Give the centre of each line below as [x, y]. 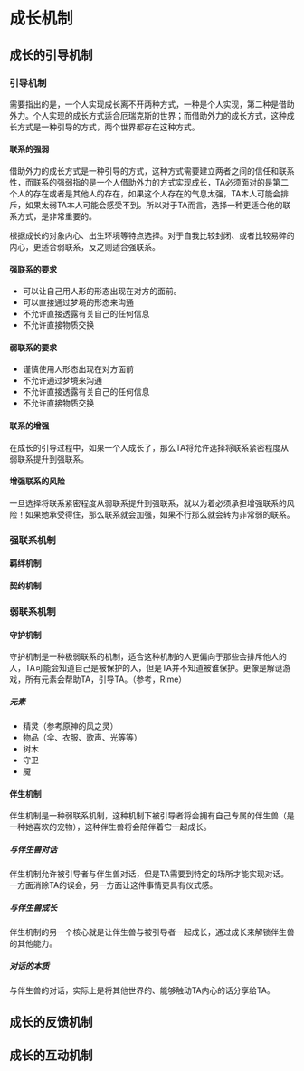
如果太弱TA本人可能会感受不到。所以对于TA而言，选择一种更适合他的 [154, 206]
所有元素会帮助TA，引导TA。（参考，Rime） [106, 679]
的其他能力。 [33, 943]
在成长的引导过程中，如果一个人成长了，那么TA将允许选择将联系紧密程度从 [149, 447]
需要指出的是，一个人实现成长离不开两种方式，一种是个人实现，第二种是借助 [152, 104]
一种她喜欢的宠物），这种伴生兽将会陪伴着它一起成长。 [110, 827]
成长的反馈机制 [51, 1022]
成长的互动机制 [51, 1055]
